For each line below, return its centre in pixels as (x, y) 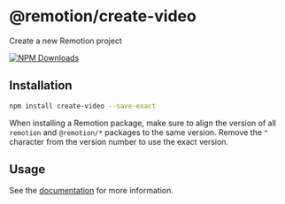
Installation (41, 86)
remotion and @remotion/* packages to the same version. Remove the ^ (139, 132)
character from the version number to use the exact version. (119, 141)
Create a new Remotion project (65, 41)
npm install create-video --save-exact (83, 106)
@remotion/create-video (103, 16)
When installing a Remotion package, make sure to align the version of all (142, 123)
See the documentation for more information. (92, 191)
